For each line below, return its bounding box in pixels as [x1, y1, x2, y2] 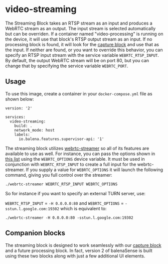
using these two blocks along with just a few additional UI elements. [5, 252, 145, 259]
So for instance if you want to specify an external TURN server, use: [5, 190, 146, 196]
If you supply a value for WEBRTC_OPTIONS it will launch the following [26, 167, 163, 173]
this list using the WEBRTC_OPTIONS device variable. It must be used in [5, 156, 145, 162]
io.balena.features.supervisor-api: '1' [18, 137, 104, 142]
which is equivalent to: [60, 205, 107, 211]
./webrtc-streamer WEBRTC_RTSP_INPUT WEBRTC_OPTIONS [5, 182, 118, 187]
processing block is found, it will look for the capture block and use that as [5, 41, 159, 47]
